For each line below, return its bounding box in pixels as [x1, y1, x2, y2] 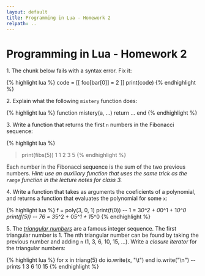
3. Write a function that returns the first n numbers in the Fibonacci [6, 121, 174, 129]
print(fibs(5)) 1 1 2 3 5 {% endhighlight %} [21, 151, 127, 159]
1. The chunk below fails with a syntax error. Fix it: [6, 67, 132, 74]
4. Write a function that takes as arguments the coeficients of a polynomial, [6, 188, 196, 196]
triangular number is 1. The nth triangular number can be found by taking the [6, 231, 199, 239]
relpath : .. [6, 20, 37, 26]
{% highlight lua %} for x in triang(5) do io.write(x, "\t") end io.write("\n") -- [6, 256, 196, 264]
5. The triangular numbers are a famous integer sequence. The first [6, 225, 177, 232]
